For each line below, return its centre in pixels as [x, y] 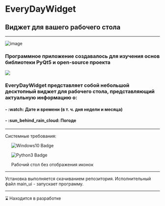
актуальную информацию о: [41, 98]
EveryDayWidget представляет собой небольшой [67, 85]
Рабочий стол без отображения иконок [53, 165]
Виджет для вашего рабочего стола [63, 27]
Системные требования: [31, 136]
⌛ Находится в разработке [33, 198]
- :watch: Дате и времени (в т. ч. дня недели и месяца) [64, 109]
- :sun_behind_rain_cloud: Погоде [41, 121]
